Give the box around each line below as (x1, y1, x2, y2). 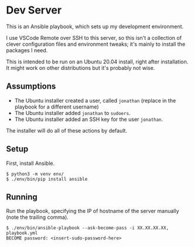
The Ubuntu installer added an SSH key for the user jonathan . (14, 116, 164, 123)
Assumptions (6, 82, 56, 92)
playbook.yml (6, 230, 38, 236)
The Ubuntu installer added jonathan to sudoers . (14, 109, 131, 116)
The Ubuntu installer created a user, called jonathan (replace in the (14, 97, 176, 104)
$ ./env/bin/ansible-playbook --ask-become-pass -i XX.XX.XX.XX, (6, 225, 169, 231)
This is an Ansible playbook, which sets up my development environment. (6, 23, 183, 30)
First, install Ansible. (6, 160, 55, 167)
